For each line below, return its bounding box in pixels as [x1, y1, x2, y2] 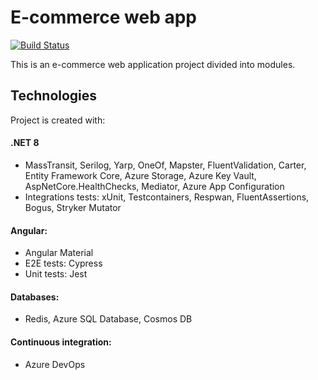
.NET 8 [10, 137, 40, 149]
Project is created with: [10, 114, 106, 126]
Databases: [10, 291, 60, 303]
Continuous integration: [10, 336, 112, 348]
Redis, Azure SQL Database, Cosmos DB [24, 313, 193, 325]
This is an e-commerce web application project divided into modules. [10, 58, 296, 70]
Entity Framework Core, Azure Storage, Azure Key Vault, [24, 169, 257, 181]
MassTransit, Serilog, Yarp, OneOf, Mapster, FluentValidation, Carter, [24, 159, 307, 171]
